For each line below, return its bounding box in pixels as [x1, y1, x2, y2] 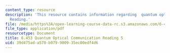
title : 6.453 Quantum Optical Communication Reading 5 [5, 36, 123, 41]
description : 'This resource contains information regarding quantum [5, 12, 157, 17]
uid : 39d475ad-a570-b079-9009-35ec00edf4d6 [5, 40, 99, 45]
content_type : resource [5, 7, 56, 13]
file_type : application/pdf [5, 26, 65, 31]
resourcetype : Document [5, 31, 56, 36]
